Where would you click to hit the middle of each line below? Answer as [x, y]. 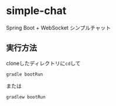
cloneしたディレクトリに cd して [43, 63]
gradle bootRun [25, 74]
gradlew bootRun [26, 97]
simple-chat [36, 11]
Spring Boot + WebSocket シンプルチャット [59, 28]
